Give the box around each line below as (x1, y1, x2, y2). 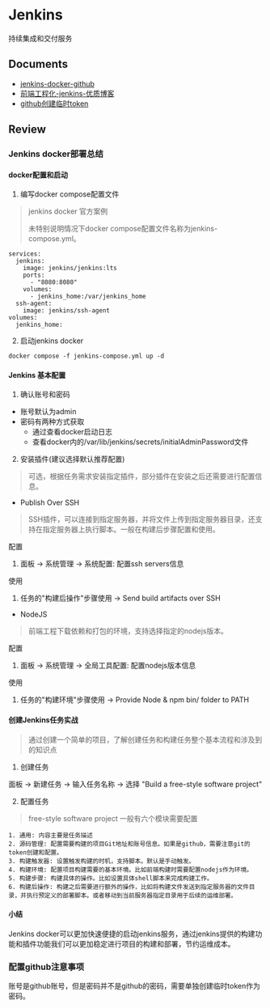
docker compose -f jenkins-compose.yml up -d (8, 352, 164, 361)
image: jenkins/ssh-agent (23, 307, 111, 315)
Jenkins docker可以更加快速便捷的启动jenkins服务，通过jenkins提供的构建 (8, 929, 255, 938)
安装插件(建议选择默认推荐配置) (19, 455, 125, 464)
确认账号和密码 (19, 390, 70, 400)
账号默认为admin (19, 407, 77, 417)
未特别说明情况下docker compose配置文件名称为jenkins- (27, 224, 218, 234)
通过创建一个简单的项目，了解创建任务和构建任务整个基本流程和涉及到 (27, 735, 263, 744)
